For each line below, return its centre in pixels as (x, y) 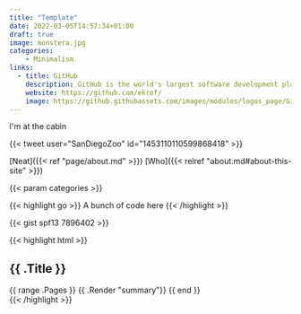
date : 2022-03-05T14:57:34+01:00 (72, 26)
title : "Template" (43, 17)
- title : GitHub (47, 76)
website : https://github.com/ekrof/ (94, 92)
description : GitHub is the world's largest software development (152, 84)
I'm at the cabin (38, 126)
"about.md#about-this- (249, 161)
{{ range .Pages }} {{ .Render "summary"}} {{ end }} (105, 290)
